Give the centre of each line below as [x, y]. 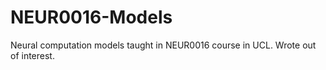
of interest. [32, 55]
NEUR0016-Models [91, 17]
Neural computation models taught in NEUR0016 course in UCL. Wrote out [163, 45]
